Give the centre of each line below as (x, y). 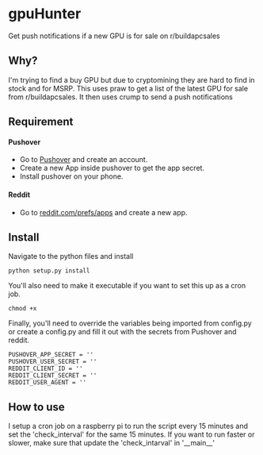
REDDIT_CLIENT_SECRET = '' (53, 376)
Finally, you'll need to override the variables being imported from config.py (130, 323)
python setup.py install (49, 271)
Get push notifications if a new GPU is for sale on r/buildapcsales (114, 36)
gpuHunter (45, 14)
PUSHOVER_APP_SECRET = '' (51, 355)
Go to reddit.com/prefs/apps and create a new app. (103, 212)
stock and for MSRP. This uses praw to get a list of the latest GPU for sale (128, 88)
